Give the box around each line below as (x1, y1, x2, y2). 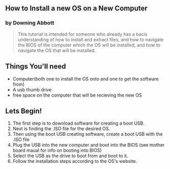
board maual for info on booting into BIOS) (12, 148, 102, 154)
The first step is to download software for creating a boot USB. (12, 120, 145, 127)
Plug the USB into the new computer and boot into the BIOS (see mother (12, 142, 165, 148)
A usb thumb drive (12, 86, 52, 92)
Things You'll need (5, 62, 66, 71)
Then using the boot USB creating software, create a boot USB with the (12, 131, 163, 137)
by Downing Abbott (5, 19, 55, 27)
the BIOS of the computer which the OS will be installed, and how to (17, 42, 161, 48)
